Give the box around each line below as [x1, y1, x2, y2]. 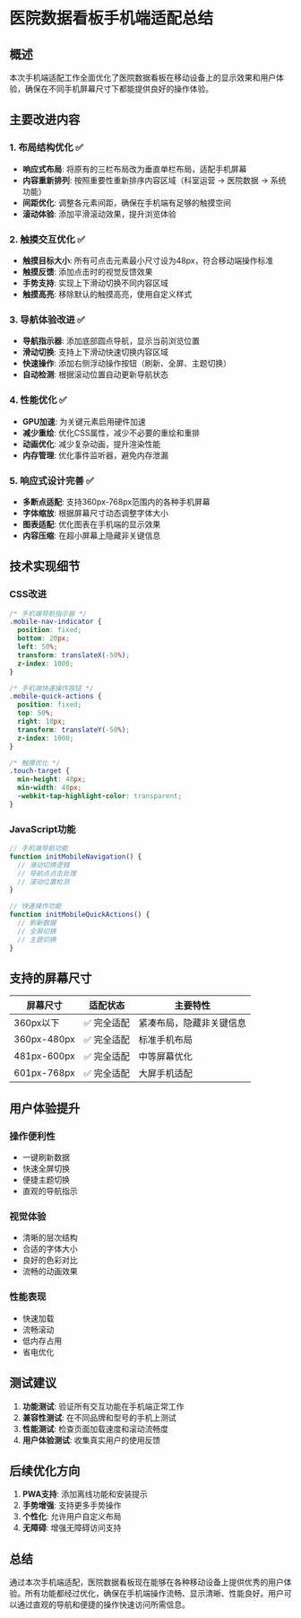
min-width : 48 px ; [17, 783, 82, 793]
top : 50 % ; [17, 708, 54, 718]
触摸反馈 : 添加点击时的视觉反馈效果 [21, 266, 153, 277]
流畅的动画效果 [21, 1266, 78, 1277]
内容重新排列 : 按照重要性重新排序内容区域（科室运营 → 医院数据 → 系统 [21, 174, 287, 185]
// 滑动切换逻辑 [17, 860, 70, 869]
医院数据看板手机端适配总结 [9, 8, 214, 29]
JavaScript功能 [9, 822, 76, 835]
